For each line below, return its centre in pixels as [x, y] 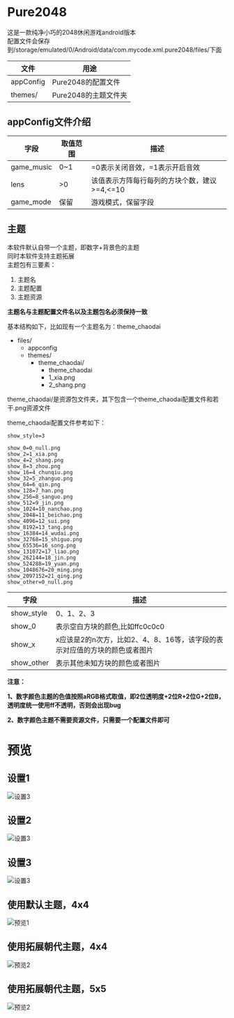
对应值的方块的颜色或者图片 [108, 650]
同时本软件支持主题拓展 [41, 256]
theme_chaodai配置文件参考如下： [57, 423]
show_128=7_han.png [36, 491]
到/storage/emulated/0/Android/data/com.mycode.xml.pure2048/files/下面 [115, 49]
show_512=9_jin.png [36, 503]
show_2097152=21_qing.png [45, 576]
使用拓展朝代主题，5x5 [57, 989]
